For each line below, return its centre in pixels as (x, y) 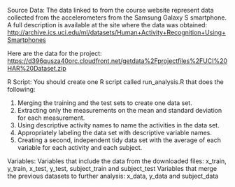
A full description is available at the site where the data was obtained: (107, 25)
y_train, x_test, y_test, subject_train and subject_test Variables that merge (112, 168)
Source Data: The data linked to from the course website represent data (111, 10)
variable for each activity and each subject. (80, 147)
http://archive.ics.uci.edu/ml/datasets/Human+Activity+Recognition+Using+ (116, 32)
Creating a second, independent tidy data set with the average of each (119, 140)
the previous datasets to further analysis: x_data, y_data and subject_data (113, 176)
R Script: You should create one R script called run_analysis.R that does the (115, 82)
